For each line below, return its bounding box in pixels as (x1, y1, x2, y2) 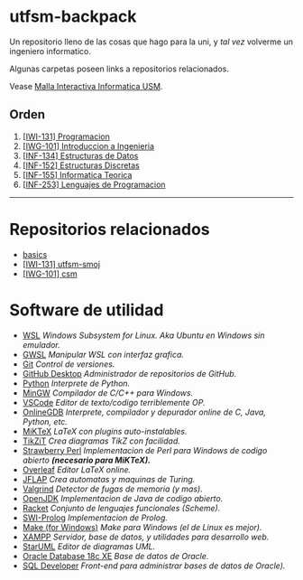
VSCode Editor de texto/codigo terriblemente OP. (22, 397, 206, 407)
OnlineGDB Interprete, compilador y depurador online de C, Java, (22, 407, 266, 417)
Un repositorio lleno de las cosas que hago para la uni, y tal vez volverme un (9, 36, 293, 47)
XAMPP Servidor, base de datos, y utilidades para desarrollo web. (22, 531, 270, 542)
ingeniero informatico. (9, 45, 92, 56)
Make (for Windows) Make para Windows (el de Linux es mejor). (22, 521, 262, 532)
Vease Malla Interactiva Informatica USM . (9, 80, 163, 91)
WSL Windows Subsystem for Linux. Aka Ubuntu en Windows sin (22, 330, 265, 341)
